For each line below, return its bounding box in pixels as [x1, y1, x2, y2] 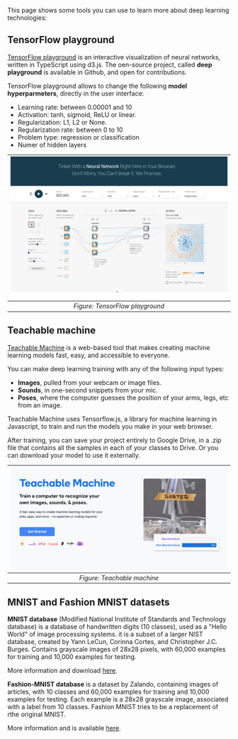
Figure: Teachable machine [79, 573, 159, 582]
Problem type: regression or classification [17, 132, 140, 141]
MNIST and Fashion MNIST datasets [7, 596, 170, 608]
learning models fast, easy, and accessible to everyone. [7, 351, 170, 359]
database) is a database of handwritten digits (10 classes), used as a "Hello [7, 623, 227, 631]
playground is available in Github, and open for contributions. [7, 67, 187, 77]
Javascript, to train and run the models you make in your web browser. [7, 422, 214, 431]
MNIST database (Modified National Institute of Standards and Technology [7, 615, 227, 624]
